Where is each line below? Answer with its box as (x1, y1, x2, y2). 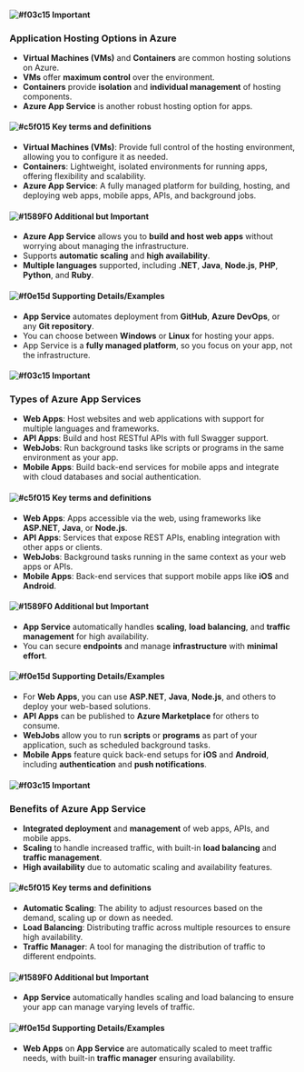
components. (22, 91, 73, 102)
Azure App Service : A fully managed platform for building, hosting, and (22, 180, 290, 192)
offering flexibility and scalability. (22, 171, 147, 182)
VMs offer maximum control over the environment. (22, 71, 215, 83)
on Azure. (22, 62, 60, 73)
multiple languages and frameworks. (22, 423, 160, 434)
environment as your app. (22, 452, 119, 463)
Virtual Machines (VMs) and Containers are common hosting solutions (22, 52, 291, 63)
